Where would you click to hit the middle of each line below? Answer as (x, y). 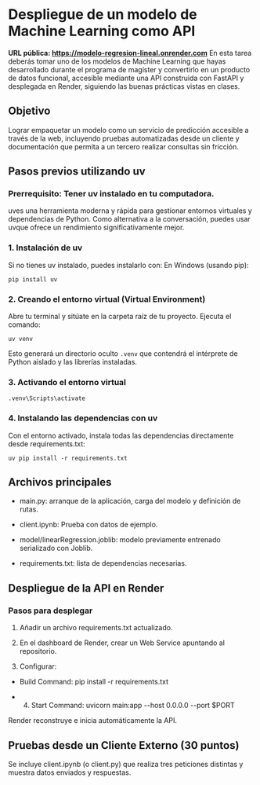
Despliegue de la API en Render (86, 588)
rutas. (29, 509)
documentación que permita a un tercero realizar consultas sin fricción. (123, 146)
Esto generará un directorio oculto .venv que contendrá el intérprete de (123, 354)
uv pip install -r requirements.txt (68, 458)
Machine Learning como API (102, 31)
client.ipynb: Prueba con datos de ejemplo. (88, 525)
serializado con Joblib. (56, 548)
